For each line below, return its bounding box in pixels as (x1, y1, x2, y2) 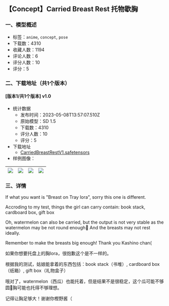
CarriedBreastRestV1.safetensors (20, 149, 90, 155)
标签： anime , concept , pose (12, 34, 68, 40)
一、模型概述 (5, 21, 37, 28)
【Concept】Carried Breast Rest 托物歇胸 (5, 5, 138, 14)
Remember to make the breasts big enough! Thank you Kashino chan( (5, 240, 152, 246)
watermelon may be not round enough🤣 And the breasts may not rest (5, 225, 151, 231)
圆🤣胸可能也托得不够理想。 (5, 285, 62, 291)
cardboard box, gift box (5, 209, 54, 216)
